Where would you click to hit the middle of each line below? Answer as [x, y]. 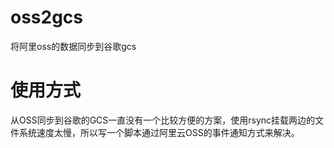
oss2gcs [47, 17]
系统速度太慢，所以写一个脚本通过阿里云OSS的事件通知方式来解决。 [159, 132]
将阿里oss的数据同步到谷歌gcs [73, 46]
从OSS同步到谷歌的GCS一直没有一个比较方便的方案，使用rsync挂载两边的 [163, 120]
